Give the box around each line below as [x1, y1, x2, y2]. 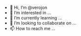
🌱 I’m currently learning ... [9, 15, 62, 20]
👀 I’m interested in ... [9, 10, 52, 16]
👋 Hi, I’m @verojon [9, 5, 48, 10]
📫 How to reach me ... [9, 26, 55, 31]
